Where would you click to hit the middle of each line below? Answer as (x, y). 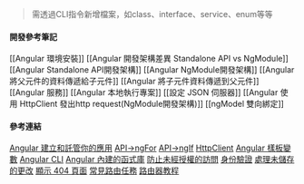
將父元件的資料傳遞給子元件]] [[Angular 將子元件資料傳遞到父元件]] (134, 82)
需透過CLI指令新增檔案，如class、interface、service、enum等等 (152, 14)
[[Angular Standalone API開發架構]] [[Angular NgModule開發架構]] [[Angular (152, 70)
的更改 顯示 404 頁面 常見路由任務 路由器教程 (94, 170)
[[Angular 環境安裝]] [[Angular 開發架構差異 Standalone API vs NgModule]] (149, 59)
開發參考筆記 (33, 36)
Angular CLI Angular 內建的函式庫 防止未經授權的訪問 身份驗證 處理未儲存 (157, 160)
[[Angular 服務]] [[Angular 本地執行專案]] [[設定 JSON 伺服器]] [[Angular (144, 92)
